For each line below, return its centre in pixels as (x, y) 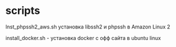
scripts (23, 11)
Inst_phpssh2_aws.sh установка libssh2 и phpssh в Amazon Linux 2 (88, 27)
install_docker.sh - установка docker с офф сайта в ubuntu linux (83, 38)
